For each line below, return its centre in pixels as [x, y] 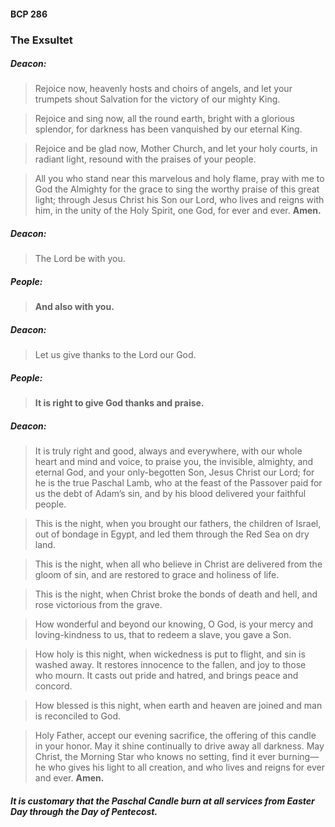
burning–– [299, 757]
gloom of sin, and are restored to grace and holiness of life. [157, 575]
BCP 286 [29, 14]
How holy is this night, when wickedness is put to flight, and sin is [170, 654]
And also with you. [74, 307]
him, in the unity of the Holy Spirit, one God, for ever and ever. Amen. [178, 211]
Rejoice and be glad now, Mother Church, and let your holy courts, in [176, 149]
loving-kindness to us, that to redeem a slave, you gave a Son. [163, 635]
